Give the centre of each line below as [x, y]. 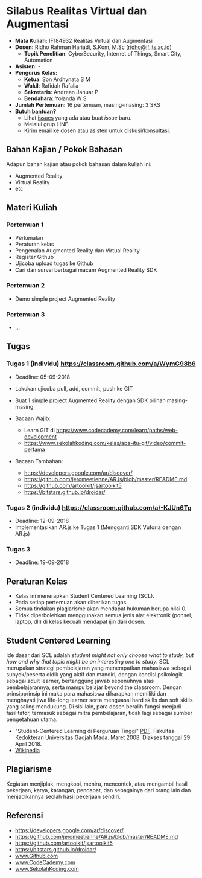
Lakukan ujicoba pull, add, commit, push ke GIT [74, 388]
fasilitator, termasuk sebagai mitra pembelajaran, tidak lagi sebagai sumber [99, 713]
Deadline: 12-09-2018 [42, 521]
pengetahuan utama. [32, 719]
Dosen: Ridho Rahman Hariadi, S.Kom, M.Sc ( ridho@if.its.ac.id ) [93, 47]
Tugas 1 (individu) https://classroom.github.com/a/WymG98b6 [101, 364]
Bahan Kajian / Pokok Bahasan [64, 149]
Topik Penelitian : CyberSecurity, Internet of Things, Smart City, [103, 53]
